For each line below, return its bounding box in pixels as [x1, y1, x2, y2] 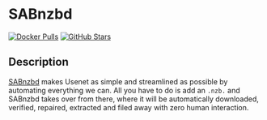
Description [8, 55, 69, 69]
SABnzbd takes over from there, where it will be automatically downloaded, [8, 94, 259, 104]
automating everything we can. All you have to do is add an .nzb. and [8, 85, 240, 95]
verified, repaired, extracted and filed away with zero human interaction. [8, 102, 249, 112]
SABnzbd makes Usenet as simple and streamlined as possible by [8, 76, 228, 86]
